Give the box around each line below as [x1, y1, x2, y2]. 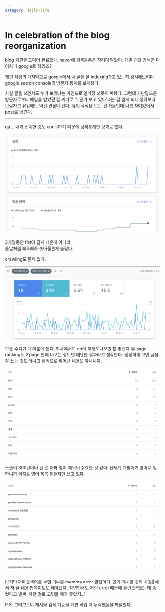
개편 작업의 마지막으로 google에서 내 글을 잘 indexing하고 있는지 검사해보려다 [5, 74, 154, 80]
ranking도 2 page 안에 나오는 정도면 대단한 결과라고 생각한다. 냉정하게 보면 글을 [5, 352, 159, 358]
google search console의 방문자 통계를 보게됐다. [5, 80, 100, 86]
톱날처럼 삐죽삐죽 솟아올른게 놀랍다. [5, 246, 74, 252]
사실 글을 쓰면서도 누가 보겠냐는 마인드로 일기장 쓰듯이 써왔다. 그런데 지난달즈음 [5, 90, 157, 96]
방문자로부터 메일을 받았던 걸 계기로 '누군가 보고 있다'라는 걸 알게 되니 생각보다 [5, 96, 156, 102]
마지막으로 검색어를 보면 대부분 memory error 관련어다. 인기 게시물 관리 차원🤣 [5, 579, 155, 585]
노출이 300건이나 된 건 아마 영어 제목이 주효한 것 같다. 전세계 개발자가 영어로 [5, 465, 152, 471]
